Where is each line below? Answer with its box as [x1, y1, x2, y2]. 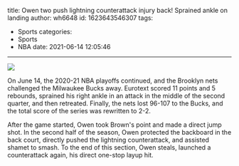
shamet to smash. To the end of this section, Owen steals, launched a [7, 143, 211, 152]
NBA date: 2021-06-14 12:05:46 [17, 43, 111, 51]
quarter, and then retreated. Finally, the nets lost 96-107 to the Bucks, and [7, 99, 223, 108]
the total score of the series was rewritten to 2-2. [7, 107, 151, 115]
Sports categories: [17, 28, 73, 36]
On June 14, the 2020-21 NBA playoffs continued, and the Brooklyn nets [7, 76, 218, 85]
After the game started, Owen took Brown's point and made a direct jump [7, 120, 222, 129]
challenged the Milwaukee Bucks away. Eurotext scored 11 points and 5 [7, 84, 216, 92]
